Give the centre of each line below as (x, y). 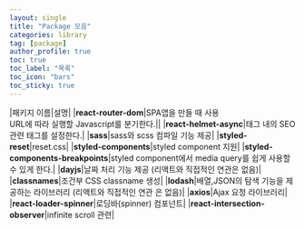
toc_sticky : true (42, 85)
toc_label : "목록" (42, 69)
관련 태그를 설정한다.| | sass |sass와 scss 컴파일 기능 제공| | (114, 135)
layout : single (38, 18)
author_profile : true (50, 52)
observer (27, 214)
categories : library (49, 35)
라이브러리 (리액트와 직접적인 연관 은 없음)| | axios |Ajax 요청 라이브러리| (160, 192)
